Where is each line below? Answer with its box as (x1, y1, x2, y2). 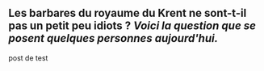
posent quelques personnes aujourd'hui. (8, 31, 219, 45)
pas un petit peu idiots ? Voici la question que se (8, 19, 257, 33)
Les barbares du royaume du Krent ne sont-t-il (8, 6, 247, 20)
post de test (8, 52, 48, 63)
